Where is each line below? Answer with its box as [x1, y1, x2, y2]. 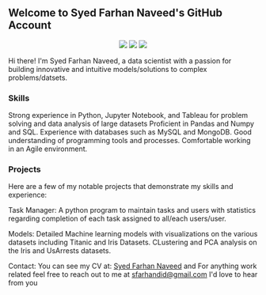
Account [8, 19, 51, 32]
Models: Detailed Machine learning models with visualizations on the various [8, 229, 258, 239]
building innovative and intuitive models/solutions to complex [8, 64, 207, 74]
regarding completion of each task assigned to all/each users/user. [8, 214, 227, 224]
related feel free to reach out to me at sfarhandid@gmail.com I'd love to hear [8, 270, 258, 279]
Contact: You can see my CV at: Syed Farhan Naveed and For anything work [8, 261, 257, 271]
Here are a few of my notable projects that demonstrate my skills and [8, 182, 234, 191]
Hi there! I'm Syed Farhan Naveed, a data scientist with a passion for [8, 55, 232, 66]
